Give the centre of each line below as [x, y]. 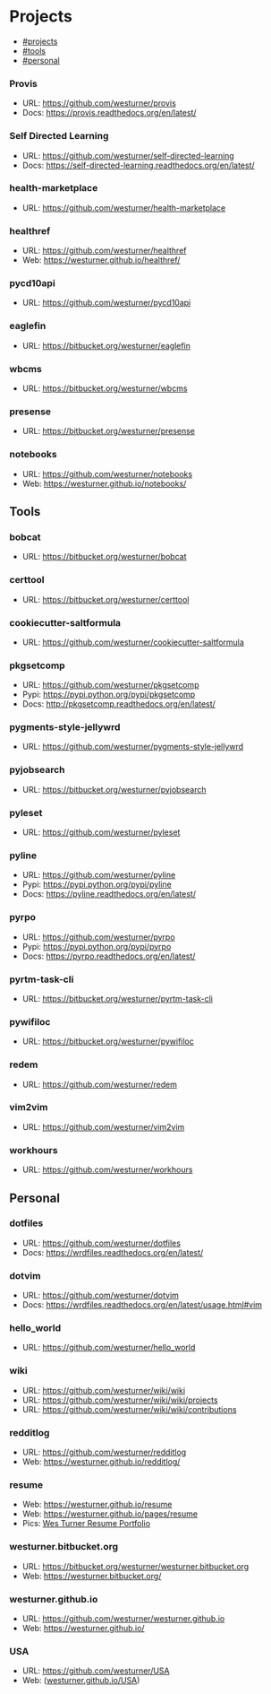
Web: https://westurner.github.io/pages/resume [110, 1514]
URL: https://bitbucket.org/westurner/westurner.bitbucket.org [135, 1566]
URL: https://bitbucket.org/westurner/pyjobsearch [114, 789]
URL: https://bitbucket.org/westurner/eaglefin [106, 345]
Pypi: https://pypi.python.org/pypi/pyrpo [97, 946]
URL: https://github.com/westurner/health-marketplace [124, 207]
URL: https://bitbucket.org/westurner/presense [108, 431]
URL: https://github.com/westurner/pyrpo [99, 937]
